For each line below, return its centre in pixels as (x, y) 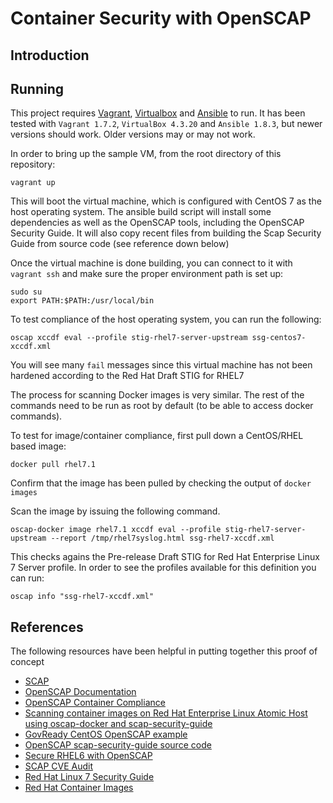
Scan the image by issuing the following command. (115, 511)
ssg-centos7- (279, 338)
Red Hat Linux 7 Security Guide (89, 777)
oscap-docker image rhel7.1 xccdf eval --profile (116, 530)
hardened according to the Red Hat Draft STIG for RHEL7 (127, 376)
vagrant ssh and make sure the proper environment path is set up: (147, 274)
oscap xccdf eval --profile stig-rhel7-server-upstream (129, 338)
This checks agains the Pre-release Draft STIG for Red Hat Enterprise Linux (165, 557)
